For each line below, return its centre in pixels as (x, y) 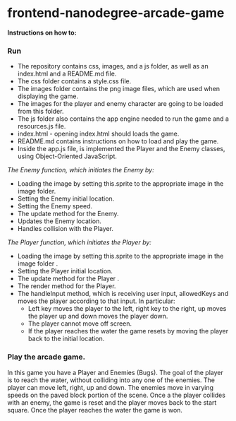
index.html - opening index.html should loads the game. (98, 134)
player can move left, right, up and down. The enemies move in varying (110, 387)
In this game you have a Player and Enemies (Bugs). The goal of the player (116, 372)
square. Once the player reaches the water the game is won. (95, 410)
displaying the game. (48, 96)
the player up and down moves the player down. (98, 316)
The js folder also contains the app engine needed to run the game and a (123, 119)
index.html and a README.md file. (67, 74)
